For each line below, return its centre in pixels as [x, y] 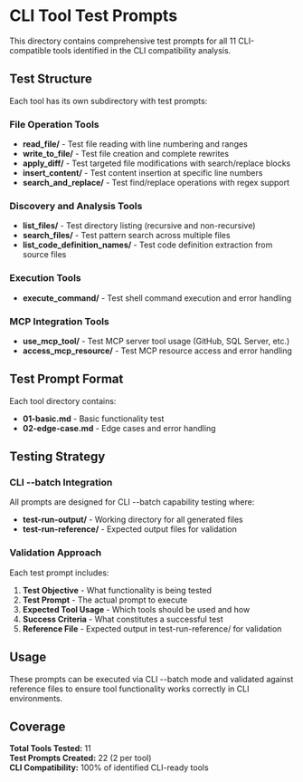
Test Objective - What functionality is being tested [117, 590]
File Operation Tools [54, 124]
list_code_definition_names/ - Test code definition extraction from [147, 245]
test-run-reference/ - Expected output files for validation [130, 529]
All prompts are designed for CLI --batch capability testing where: [132, 502]
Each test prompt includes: [59, 573]
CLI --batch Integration [61, 483]
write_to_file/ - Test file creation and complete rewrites [125, 154]
